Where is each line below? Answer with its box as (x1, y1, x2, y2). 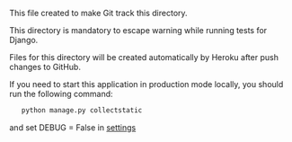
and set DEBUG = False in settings (9, 121, 137, 133)
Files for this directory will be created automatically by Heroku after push (9, 52, 279, 62)
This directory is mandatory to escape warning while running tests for (9, 25, 268, 35)
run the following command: (9, 89, 114, 99)
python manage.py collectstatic (21, 106, 143, 115)
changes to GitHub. (9, 62, 81, 72)
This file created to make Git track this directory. (9, 8, 188, 18)
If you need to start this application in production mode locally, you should (9, 79, 284, 89)
